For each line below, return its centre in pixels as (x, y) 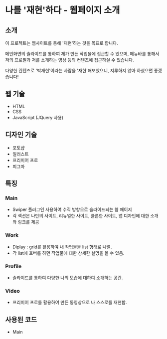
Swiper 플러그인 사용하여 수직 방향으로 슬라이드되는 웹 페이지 (72, 209)
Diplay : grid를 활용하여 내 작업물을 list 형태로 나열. (62, 247)
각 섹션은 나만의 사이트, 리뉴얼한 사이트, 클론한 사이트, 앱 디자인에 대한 (81, 216)
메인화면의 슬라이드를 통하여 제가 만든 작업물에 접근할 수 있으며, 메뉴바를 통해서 (82, 54)
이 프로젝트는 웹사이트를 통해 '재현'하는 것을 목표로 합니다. (62, 43)
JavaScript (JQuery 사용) (38, 117)
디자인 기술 (21, 135)
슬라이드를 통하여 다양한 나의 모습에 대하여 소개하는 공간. (68, 278)
